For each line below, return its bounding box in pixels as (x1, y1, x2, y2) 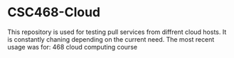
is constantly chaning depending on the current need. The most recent (7, 35, 215, 43)
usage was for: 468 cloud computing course (7, 42, 137, 51)
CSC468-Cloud (7, 4, 101, 21)
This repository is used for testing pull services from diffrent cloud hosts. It (7, 28, 227, 36)
